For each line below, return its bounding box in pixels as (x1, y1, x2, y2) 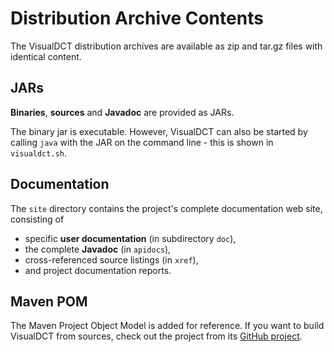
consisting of (10, 213, 65, 225)
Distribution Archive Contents (10, 7, 264, 30)
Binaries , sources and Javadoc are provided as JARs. (10, 106, 235, 118)
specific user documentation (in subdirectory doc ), (24, 232, 237, 244)
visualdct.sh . (10, 147, 67, 159)
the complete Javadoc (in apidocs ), (24, 243, 172, 255)
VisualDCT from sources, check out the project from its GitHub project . (10, 330, 303, 342)
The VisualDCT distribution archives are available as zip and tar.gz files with (10, 40, 323, 52)
